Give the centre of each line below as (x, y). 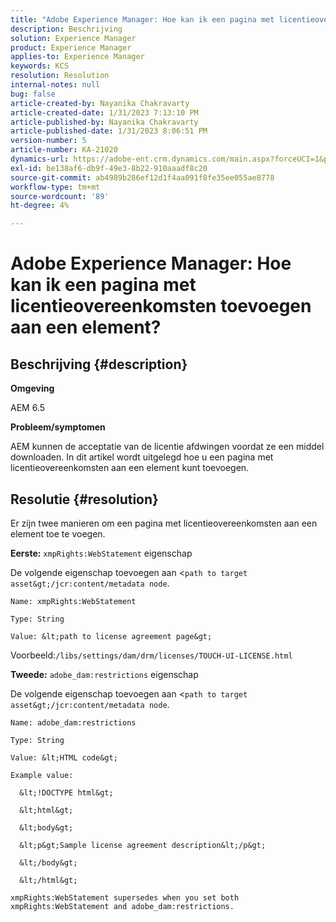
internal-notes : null (55, 85)
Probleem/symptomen (58, 427)
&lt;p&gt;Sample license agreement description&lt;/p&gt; (143, 845)
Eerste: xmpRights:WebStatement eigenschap (101, 553)
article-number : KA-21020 (64, 150)
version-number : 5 (48, 141)
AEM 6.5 (28, 408)
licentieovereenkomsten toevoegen (161, 306)
